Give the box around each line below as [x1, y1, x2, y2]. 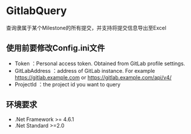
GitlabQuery [6, 4, 67, 18]
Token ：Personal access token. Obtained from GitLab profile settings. [14, 60, 185, 67]
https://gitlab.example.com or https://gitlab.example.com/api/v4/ [14, 73, 172, 81]
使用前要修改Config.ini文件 [6, 43, 105, 53]
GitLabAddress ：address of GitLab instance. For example [14, 67, 155, 74]
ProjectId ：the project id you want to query [14, 81, 120, 88]
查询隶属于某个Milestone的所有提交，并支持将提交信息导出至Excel [6, 24, 166, 31]
